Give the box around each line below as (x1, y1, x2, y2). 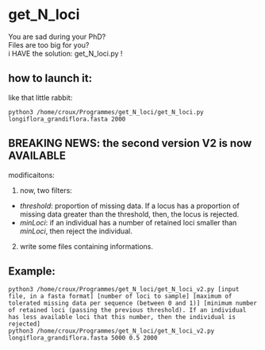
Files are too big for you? (8, 40, 90, 49)
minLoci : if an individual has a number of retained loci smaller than (19, 217, 237, 227)
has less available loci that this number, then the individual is (8, 313, 236, 321)
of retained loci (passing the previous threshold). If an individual (8, 306, 247, 314)
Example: (8, 264, 56, 278)
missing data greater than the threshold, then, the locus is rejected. (19, 209, 240, 219)
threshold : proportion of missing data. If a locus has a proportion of (19, 201, 240, 210)
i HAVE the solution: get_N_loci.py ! (8, 48, 123, 58)
